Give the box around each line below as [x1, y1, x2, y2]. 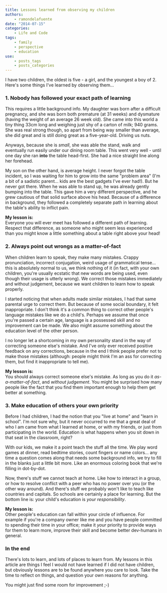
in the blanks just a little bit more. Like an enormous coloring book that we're [5, 460, 162, 466]
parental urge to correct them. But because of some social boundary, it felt [5, 301, 159, 307]
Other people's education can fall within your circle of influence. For [5, 512, 145, 518]
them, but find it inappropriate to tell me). [5, 358, 90, 365]
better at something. [5, 389, 47, 395]
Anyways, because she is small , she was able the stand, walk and [5, 142, 141, 148]
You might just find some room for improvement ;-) [5, 582, 110, 588]
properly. [5, 286, 24, 292]
